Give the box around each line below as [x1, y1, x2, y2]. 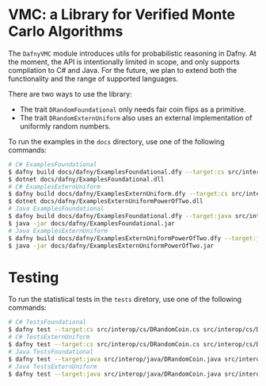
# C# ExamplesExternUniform [8, 182, 101, 191]
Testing [8, 268, 59, 286]
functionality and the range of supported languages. [8, 74, 179, 83]
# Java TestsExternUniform [8, 362, 97, 370]
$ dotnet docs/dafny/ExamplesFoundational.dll [8, 175, 165, 183]
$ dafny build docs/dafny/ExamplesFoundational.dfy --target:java [8, 212, 232, 220]
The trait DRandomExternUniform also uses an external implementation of [19, 113, 253, 122]
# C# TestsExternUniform [8, 333, 90, 342]
